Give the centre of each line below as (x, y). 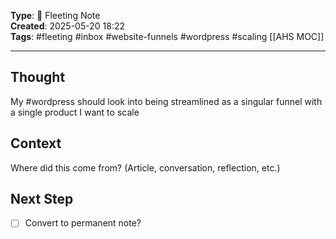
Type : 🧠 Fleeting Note (55, 15)
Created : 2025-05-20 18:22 (67, 26)
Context (36, 143)
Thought (38, 77)
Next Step (42, 199)
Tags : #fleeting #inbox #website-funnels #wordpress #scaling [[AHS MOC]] (167, 36)
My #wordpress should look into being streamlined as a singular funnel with (166, 101)
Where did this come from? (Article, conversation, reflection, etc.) (145, 167)
